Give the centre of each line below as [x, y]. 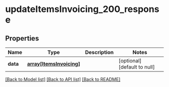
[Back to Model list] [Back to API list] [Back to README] [63, 79]
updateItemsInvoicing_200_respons [82, 9]
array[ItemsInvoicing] [54, 64]
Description [99, 52]
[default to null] [137, 67]
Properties [22, 38]
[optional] [130, 61]
